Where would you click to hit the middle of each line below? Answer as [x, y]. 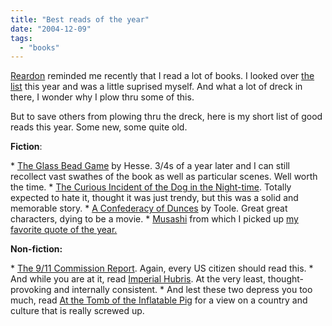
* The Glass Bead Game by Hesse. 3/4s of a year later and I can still [150, 166]
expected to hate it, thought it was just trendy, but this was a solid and [154, 198]
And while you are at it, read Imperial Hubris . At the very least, [138, 279]
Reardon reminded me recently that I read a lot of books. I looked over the [162, 76]
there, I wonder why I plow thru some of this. [102, 97]
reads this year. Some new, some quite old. [99, 127]
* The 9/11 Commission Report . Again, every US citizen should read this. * [162, 268]
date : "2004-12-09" [51, 29]
